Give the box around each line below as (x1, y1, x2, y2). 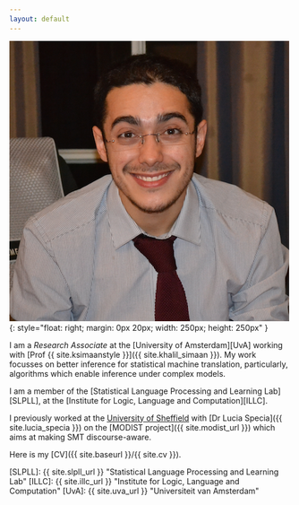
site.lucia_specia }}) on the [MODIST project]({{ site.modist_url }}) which (9, 422, 276, 432)
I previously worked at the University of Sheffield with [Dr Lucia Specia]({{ (9, 413, 283, 423)
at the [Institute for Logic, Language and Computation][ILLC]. (42, 395, 269, 405)
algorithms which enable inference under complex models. (9, 368, 226, 379)
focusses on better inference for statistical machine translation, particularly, (9, 359, 288, 370)
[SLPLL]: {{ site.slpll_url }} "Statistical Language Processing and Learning (9, 466, 279, 477)
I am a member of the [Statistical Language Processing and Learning (9, 386, 262, 396)
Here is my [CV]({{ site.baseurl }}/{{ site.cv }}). (9, 448, 182, 459)
